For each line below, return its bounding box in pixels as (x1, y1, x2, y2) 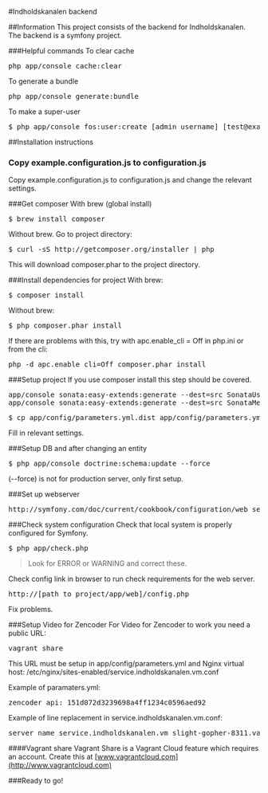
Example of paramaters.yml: (8, 683, 101, 693)
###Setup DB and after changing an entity (8, 444, 148, 453)
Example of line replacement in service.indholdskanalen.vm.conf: (8, 713, 223, 723)
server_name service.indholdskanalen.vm (8, 728, 169, 738)
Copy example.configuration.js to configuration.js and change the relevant (8, 175, 253, 185)
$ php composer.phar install (8, 321, 122, 330)
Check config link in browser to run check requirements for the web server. (8, 574, 255, 584)
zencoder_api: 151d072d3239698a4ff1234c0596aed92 (8, 698, 207, 708)
